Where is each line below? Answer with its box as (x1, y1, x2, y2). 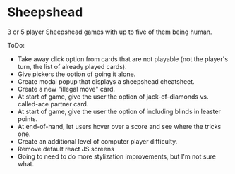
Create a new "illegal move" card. (17, 85, 115, 93)
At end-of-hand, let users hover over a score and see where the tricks (17, 122, 222, 130)
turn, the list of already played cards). (17, 62, 127, 70)
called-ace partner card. (17, 99, 89, 108)
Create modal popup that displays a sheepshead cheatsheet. (17, 77, 195, 85)
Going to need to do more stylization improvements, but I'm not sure (17, 152, 217, 161)
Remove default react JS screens (17, 144, 114, 153)
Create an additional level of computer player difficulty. (17, 137, 178, 145)
